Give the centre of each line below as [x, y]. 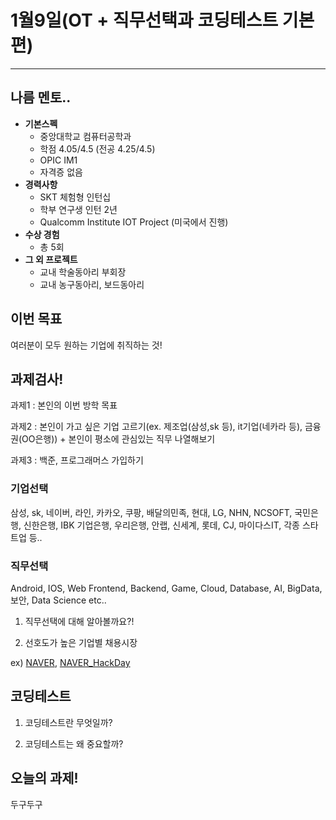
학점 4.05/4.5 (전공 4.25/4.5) [97, 148]
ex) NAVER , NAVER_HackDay [70, 662]
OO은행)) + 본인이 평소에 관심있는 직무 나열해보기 [118, 439]
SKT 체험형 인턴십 [75, 197]
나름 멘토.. [41, 97]
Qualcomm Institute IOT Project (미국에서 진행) [134, 222]
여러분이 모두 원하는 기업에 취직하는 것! [86, 345]
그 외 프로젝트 [51, 259]
